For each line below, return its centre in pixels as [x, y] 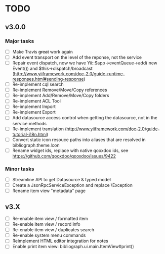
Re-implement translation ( [39, 129]
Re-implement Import [34, 106]
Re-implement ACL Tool [36, 101]
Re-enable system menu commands [49, 235]
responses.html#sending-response [48, 79]
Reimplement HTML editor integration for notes [60, 241]
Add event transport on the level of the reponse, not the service [77, 57]
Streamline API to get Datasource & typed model [62, 179]
